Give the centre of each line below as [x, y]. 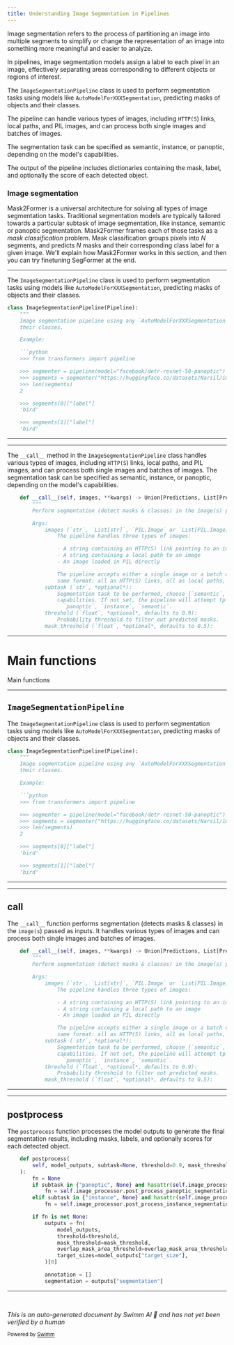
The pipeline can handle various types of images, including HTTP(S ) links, [111, 118]
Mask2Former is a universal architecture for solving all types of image [107, 208]
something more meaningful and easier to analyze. [80, 48]
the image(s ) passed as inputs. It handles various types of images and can [114, 931]
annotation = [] [68, 1275]
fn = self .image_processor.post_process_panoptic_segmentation [138, 1191]
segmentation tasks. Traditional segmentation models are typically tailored [114, 215]
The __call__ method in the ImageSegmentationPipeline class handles [107, 455]
